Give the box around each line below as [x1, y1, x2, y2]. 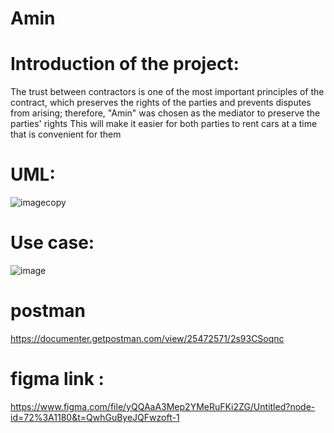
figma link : [10, 368, 105, 391]
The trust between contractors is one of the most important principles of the [10, 86, 325, 98]
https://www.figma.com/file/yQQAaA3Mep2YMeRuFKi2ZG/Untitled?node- [10, 400, 316, 412]
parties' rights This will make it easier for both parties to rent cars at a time [10, 118, 318, 130]
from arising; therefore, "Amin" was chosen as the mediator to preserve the [10, 107, 321, 119]
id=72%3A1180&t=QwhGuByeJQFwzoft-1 [10, 411, 180, 423]
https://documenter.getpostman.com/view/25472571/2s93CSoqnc [10, 332, 285, 344]
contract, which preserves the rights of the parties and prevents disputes [10, 97, 312, 109]
